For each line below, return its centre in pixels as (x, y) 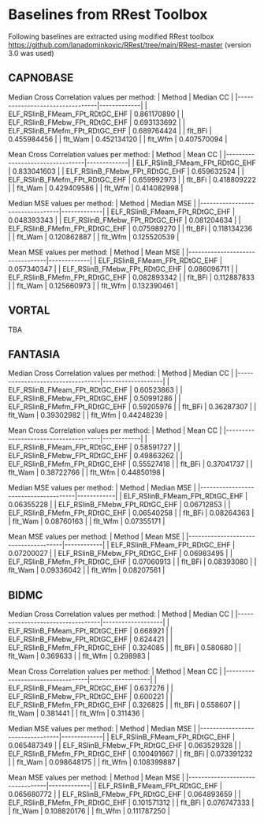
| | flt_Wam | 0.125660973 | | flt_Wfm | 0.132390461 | (93, 285)
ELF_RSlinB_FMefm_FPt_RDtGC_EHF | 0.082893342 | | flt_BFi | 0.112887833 (131, 277)
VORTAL (29, 311)
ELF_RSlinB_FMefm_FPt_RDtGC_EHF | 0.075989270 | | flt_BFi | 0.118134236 (130, 228)
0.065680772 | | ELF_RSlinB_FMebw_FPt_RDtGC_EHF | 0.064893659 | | (125, 795)
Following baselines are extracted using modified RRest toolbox (111, 36)
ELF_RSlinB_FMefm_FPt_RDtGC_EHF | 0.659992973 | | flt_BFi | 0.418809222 (132, 179)
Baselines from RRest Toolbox (108, 15)
